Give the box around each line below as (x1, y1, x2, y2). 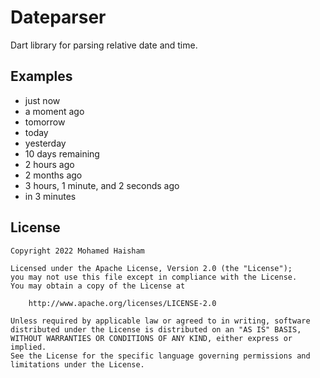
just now (24, 94, 61, 106)
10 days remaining (24, 147, 100, 160)
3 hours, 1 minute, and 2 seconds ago (24, 179, 180, 191)
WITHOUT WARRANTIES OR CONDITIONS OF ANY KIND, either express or (10, 333, 293, 343)
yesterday (24, 137, 67, 149)
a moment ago (24, 105, 85, 117)
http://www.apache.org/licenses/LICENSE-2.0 (28, 298, 217, 308)
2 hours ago (24, 158, 75, 170)
